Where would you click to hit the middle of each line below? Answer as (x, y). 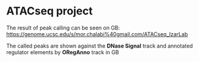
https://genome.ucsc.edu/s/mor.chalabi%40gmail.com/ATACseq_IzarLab (97, 34)
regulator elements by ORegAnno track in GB (63, 52)
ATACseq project (50, 11)
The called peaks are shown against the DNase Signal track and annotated (100, 46)
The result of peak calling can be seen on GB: (63, 28)
